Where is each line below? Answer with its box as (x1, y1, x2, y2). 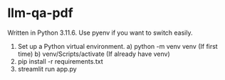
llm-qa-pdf (7, 5, 73, 21)
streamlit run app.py (17, 64, 77, 73)
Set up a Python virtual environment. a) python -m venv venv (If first (17, 42, 219, 50)
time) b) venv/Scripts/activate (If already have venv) (17, 50, 171, 58)
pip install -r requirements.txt (17, 57, 103, 65)
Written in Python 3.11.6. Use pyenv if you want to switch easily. (7, 28, 194, 37)
